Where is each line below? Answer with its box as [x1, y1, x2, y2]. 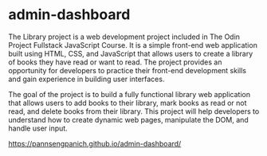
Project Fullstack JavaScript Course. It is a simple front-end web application [8, 40, 257, 49]
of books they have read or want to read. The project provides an [8, 57, 222, 67]
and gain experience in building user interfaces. [8, 74, 165, 84]
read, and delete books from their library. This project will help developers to [8, 106, 260, 116]
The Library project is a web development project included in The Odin [8, 32, 241, 41]
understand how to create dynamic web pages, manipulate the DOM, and [8, 115, 249, 124]
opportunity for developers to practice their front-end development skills [8, 65, 247, 75]
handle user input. [8, 123, 68, 133]
